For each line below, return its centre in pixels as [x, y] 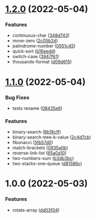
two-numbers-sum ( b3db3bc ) [43, 158]
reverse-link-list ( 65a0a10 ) [39, 153]
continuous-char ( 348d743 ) [41, 35]
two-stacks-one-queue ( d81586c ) [47, 164]
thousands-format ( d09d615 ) [42, 62]
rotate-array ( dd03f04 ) [36, 210]
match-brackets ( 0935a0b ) [40, 148]
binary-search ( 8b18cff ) [37, 132]
